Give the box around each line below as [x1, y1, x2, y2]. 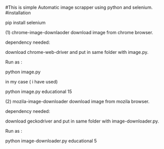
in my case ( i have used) [5, 79, 58, 84]
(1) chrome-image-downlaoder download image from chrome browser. [5, 29, 154, 35]
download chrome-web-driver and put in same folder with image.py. [5, 49, 149, 55]
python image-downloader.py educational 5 [5, 138, 97, 144]
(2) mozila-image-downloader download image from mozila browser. [5, 99, 150, 104]
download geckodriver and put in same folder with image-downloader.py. [5, 118, 159, 124]
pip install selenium [5, 20, 46, 25]
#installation [5, 10, 31, 16]
